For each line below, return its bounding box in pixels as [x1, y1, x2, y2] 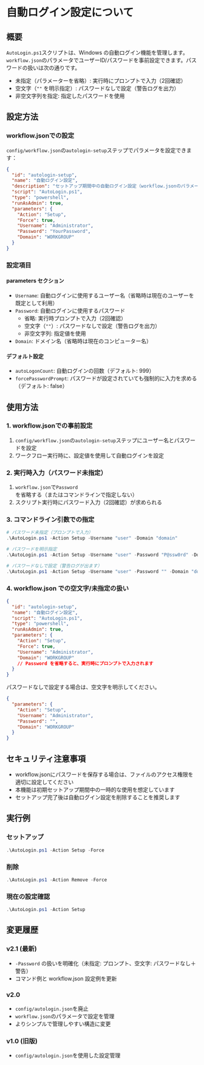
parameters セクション [6, 277, 65, 285]
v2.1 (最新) [6, 945, 38, 953]
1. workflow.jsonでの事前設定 [6, 421, 93, 430]
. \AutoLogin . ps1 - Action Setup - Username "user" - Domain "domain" [6, 535, 178, 541]
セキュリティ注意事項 [6, 754, 86, 764]
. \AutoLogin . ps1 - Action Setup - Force [6, 847, 104, 853]
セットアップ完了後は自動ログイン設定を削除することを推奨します [15, 794, 180, 801]
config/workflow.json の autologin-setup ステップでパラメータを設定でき [6, 147, 187, 154]
